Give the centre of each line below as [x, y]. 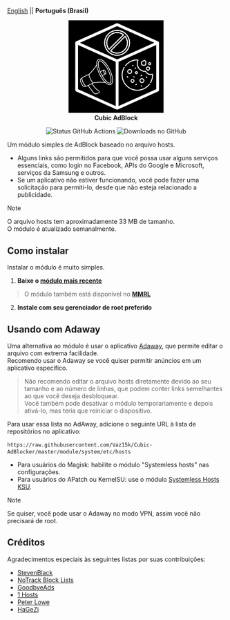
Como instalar [38, 251]
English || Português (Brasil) [48, 11]
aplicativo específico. [37, 368]
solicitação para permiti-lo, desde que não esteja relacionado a [107, 187]
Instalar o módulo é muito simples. [56, 267]
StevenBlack [35, 572]
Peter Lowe [33, 602]
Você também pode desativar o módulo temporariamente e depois [118, 404]
